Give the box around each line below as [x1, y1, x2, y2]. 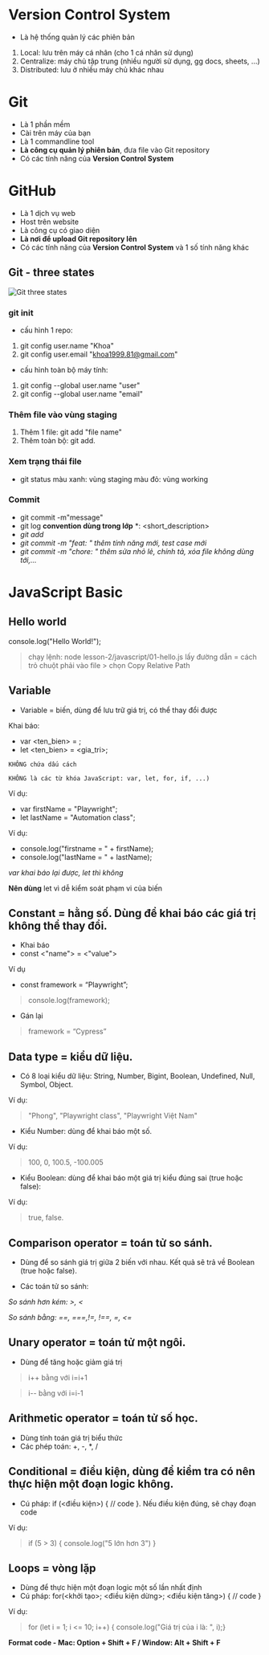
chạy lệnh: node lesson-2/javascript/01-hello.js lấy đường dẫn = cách [27, 652, 257, 662]
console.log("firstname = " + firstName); [19, 843, 154, 853]
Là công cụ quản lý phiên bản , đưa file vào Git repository [19, 145, 210, 154]
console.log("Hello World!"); [8, 636, 102, 646]
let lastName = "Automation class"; [19, 813, 136, 822]
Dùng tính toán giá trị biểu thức [19, 1433, 123, 1442]
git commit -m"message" [19, 512, 104, 522]
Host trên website [19, 217, 79, 226]
